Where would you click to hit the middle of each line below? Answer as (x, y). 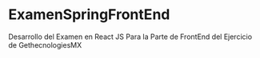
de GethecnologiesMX (45, 44)
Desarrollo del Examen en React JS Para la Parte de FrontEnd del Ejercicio (130, 37)
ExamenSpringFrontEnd (89, 15)
